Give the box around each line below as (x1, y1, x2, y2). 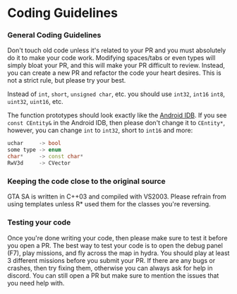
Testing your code (7, 218, 71, 228)
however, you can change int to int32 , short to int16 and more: (7, 126, 193, 135)
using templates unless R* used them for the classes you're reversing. (7, 200, 211, 208)
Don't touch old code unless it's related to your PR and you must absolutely (7, 46, 226, 54)
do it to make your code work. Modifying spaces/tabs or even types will (7, 54, 216, 62)
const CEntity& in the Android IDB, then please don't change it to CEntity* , (7, 119, 226, 127)
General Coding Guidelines (7, 30, 102, 40)
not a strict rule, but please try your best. (7, 76, 126, 85)
